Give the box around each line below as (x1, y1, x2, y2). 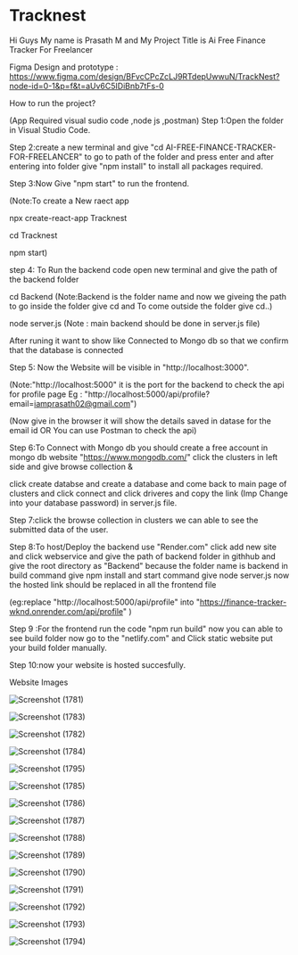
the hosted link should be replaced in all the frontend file (9, 579, 217, 589)
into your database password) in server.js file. (9, 497, 178, 508)
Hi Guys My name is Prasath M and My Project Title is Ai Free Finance (9, 35, 266, 45)
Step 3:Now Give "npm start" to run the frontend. (9, 177, 190, 188)
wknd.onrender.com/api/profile (9, 605, 123, 616)
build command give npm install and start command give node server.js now (9, 570, 290, 580)
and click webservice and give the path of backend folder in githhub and (9, 550, 277, 562)
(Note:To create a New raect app (9, 195, 129, 206)
